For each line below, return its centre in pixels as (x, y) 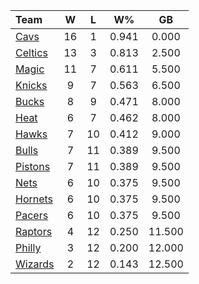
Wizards (35, 264)
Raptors (34, 231)
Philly (28, 247)
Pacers (32, 215)
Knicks (31, 85)
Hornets (34, 199)
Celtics (31, 52)
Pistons (33, 166)
